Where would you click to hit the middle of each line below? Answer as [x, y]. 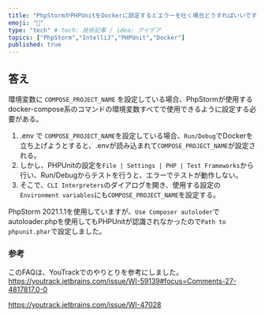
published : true [35, 45]
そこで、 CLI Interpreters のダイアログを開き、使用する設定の [120, 185]
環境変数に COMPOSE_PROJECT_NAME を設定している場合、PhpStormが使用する [131, 99]
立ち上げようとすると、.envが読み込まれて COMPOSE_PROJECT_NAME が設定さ [138, 145]
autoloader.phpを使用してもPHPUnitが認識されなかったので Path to [117, 221]
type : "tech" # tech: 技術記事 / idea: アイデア [85, 30]
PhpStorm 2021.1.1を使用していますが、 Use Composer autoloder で [114, 211]
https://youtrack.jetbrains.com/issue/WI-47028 [85, 305]
